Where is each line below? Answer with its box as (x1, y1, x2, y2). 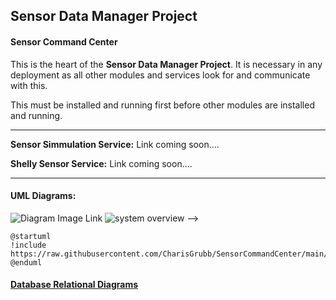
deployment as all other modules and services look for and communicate (10, 69, 311, 81)
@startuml (10, 231, 52, 241)
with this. (10, 79, 48, 91)
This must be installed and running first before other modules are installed (10, 99, 315, 111)
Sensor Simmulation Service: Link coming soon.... (10, 138, 220, 150)
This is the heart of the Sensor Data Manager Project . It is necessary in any (10, 58, 323, 70)
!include (10, 240, 47, 250)
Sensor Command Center (10, 35, 118, 48)
